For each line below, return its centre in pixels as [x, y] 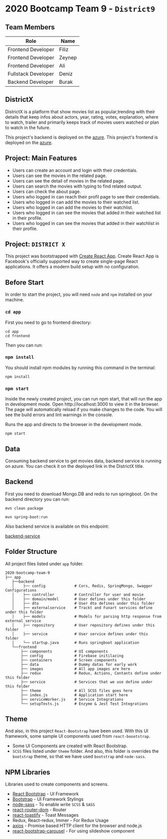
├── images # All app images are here [76, 669]
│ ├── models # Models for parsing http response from [87, 617]
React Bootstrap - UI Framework [45, 794]
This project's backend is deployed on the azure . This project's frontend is [82, 137]
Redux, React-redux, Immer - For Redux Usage [60, 821]
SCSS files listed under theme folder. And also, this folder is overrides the [85, 751]
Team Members [30, 27]
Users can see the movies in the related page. [60, 176]
